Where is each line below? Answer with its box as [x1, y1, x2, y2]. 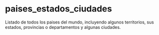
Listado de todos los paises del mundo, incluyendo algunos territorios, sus [5, 19, 154, 25]
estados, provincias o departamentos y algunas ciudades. [5, 24, 121, 30]
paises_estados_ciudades [5, 3, 112, 14]
